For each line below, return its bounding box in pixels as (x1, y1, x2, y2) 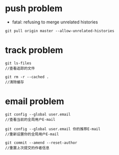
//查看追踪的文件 (5, 66, 35, 71)
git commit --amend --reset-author (5, 140, 78, 145)
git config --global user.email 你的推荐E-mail (5, 126, 101, 132)
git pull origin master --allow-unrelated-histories (5, 28, 115, 33)
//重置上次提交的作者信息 (5, 145, 50, 150)
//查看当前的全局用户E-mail (5, 117, 56, 122)
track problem (5, 45, 63, 56)
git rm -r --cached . (5, 74, 49, 79)
